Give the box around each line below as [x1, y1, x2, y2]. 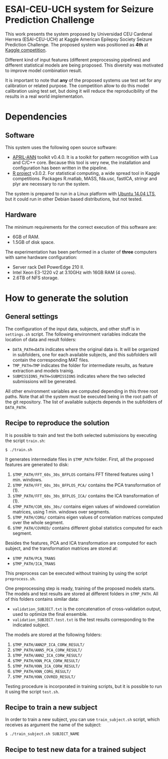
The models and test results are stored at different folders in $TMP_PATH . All [5, 591, 159, 597]
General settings [5, 312, 59, 321]
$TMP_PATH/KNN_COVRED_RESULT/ [12, 674, 76, 679]
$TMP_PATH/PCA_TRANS [12, 556, 56, 561]
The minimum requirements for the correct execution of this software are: [5, 224, 157, 230]
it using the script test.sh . [5, 688, 60, 694]
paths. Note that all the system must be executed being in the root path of [5, 393, 158, 399]
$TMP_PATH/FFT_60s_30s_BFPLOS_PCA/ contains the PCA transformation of [12, 482, 161, 488]
